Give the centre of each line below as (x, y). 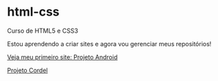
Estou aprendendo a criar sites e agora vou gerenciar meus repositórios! (109, 44)
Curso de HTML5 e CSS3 (43, 31)
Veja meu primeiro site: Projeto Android (62, 57)
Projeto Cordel (27, 70)
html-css (33, 12)
